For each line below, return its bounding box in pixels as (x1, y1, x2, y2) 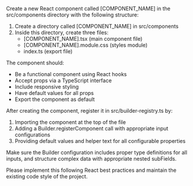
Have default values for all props (14, 90, 94, 96)
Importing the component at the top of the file (14, 119, 126, 126)
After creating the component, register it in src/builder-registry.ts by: (6, 107, 173, 114)
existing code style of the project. (6, 173, 88, 180)
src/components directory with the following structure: (6, 11, 139, 18)
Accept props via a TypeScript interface (14, 77, 112, 84)
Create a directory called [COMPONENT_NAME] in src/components (14, 23, 179, 30)
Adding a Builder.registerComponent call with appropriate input (14, 125, 169, 132)
